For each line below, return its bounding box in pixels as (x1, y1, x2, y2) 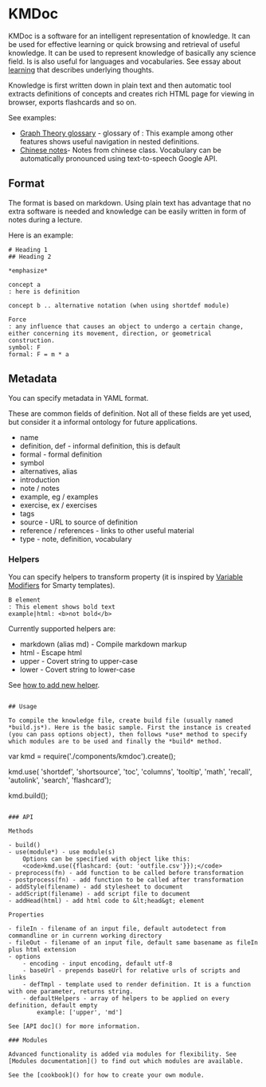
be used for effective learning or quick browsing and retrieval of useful (8, 39, 241, 49)
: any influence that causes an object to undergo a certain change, (8, 322, 244, 331)
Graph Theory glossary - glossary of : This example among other (19, 128, 233, 138)
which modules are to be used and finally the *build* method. (8, 737, 223, 745)
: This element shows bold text (8, 602, 115, 610)
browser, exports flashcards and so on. (8, 97, 137, 107)
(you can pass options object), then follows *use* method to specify (8, 730, 248, 738)
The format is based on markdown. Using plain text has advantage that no (8, 198, 252, 207)
